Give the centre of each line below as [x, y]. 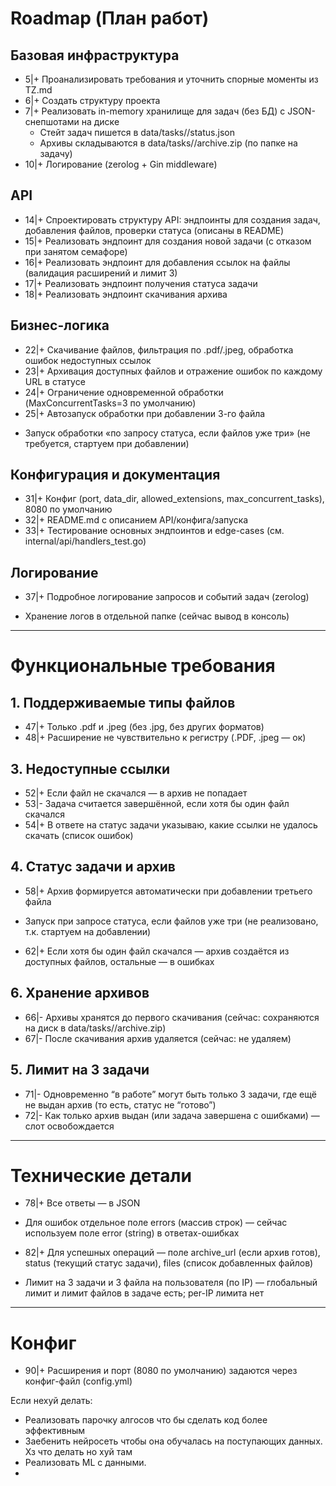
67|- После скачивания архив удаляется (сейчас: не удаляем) [158, 1038]
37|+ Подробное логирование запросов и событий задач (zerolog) [167, 597]
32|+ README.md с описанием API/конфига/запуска [136, 520]
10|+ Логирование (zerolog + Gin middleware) [121, 164]
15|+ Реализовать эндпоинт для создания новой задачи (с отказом [168, 241]
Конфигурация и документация [115, 475]
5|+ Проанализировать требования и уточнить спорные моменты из [171, 79]
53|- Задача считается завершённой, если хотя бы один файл [157, 804]
